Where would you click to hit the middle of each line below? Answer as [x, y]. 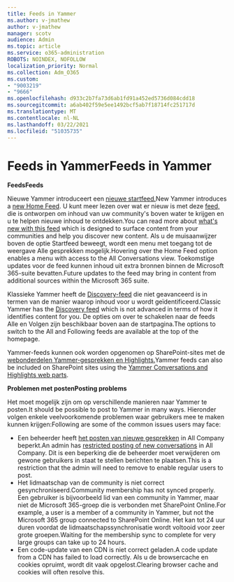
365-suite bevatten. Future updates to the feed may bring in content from [112, 273]
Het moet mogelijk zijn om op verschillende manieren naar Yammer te [107, 402]
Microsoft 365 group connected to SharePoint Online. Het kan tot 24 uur [121, 520]
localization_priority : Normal [53, 66]
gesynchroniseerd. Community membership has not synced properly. [116, 490]
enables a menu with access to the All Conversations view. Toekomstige [111, 258]
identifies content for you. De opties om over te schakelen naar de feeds [111, 317]
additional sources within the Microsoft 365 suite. [78, 280]
